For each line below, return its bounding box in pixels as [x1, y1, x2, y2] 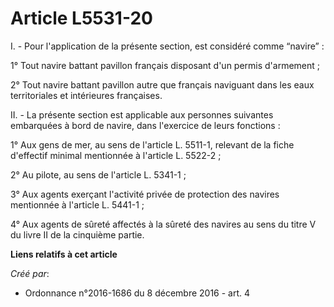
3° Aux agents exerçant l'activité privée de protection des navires [10, 188, 280, 200]
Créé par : [10, 267, 50, 279]
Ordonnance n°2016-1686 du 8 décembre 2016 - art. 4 [24, 287, 251, 299]
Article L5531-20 [10, 7, 153, 30]
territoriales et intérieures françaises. [10, 89, 163, 101]
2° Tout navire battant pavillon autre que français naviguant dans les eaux [10, 78, 315, 91]
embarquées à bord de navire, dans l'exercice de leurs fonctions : [10, 119, 281, 131]
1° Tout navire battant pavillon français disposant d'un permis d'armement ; [10, 59, 321, 71]
